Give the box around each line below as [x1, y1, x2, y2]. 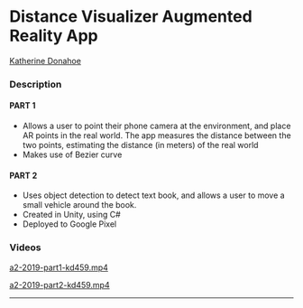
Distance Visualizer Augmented [9, 6, 252, 27]
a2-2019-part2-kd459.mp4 [9, 279, 110, 290]
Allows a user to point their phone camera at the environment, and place [22, 120, 291, 132]
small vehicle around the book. [22, 200, 137, 210]
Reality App [9, 25, 98, 46]
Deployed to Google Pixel [22, 219, 117, 229]
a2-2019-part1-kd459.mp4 [9, 262, 108, 273]
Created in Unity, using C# [22, 210, 122, 220]
